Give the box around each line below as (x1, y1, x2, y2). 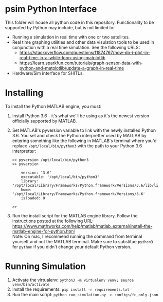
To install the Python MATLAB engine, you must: (5, 103, 102, 109)
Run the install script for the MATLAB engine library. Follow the (12, 213, 138, 218)
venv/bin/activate (12, 282, 50, 287)
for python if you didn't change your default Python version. (12, 244, 131, 249)
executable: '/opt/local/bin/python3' (21, 174, 100, 179)
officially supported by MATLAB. (12, 118, 77, 124)
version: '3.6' (21, 170, 52, 175)
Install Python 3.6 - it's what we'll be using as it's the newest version (12, 113, 149, 119)
